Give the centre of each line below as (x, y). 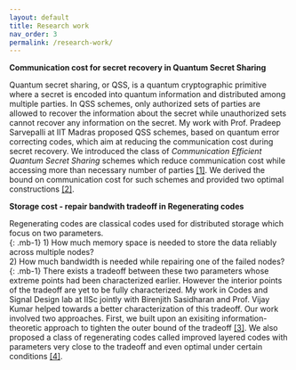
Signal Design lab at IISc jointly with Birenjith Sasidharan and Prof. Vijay (140, 300)
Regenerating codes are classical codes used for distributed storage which (147, 224)
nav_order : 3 (33, 34)
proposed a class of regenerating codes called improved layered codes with (148, 337)
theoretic (26, 328)
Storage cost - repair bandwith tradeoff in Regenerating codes (127, 207)
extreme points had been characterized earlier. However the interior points (146, 281)
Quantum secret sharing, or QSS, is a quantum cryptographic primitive (138, 85)
